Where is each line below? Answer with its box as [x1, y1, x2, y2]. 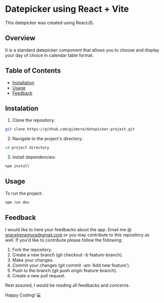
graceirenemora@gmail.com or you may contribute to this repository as [5, 232, 150, 238]
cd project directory [5, 145, 50, 151]
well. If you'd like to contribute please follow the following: [5, 237, 123, 243]
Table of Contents [5, 66, 61, 75]
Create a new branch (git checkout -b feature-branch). [12, 252, 123, 258]
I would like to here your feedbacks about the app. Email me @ [5, 226, 132, 232]
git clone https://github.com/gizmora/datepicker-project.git [5, 127, 135, 132]
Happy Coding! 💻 [5, 292, 41, 298]
